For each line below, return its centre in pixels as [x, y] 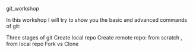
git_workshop [23, 9]
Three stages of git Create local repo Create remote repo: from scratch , [94, 37]
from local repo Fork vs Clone [42, 44]
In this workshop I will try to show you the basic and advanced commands [97, 20]
